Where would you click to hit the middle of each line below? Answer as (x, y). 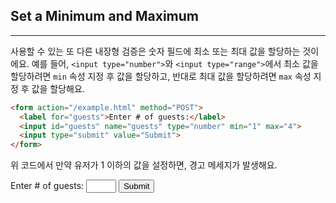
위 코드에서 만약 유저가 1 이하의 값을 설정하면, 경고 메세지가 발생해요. (144, 165)
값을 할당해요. (58, 88)
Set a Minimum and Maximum (104, 16)
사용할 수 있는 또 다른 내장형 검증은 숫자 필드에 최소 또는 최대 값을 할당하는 (155, 51)
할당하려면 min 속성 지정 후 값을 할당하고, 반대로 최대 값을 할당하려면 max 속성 (161, 76)
